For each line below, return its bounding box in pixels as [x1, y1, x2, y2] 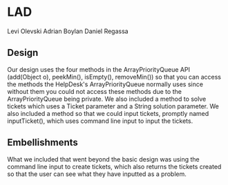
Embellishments [7, 137, 78, 148]
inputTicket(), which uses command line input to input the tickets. [7, 117, 193, 125]
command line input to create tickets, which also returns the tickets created [7, 162, 222, 171]
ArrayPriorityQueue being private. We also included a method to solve [7, 95, 207, 103]
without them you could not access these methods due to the [7, 87, 182, 95]
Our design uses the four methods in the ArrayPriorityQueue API [7, 65, 190, 73]
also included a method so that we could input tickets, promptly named [7, 109, 209, 117]
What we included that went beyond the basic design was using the [7, 155, 200, 163]
